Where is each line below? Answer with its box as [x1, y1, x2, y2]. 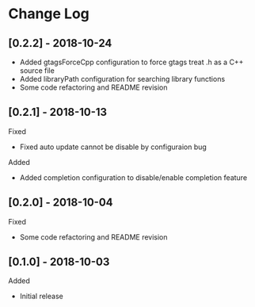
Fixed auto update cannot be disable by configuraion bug [19, 142, 207, 152]
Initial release [19, 291, 63, 301]
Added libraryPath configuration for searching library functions [19, 75, 226, 83]
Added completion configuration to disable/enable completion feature [19, 172, 248, 182]
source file [19, 66, 55, 75]
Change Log [8, 5, 89, 23]
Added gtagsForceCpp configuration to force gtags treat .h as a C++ [19, 57, 244, 67]
